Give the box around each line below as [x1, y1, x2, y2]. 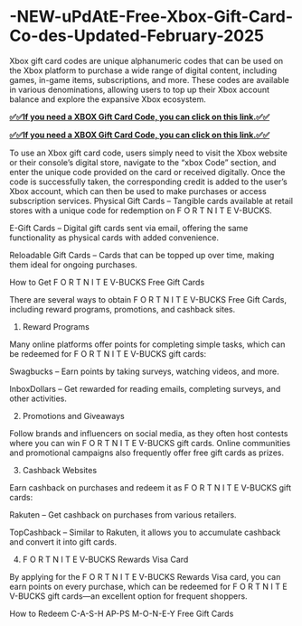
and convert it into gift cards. [9, 536, 118, 547]
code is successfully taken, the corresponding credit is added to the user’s [9, 176, 288, 187]
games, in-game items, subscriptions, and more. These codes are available [9, 74, 289, 85]
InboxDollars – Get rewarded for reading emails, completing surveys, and [9, 383, 281, 394]
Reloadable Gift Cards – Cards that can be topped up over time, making [9, 249, 275, 260]
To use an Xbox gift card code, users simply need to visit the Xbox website [9, 147, 288, 158]
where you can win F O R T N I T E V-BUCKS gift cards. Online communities [9, 437, 291, 448]
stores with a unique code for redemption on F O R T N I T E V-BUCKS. [9, 205, 273, 216]
